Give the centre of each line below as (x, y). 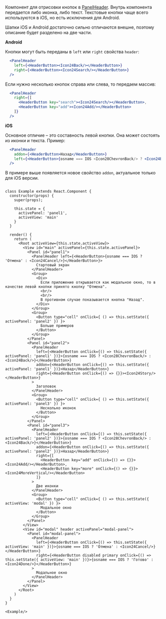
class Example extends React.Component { (48, 192)
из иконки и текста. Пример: (35, 140)
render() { (21, 235)
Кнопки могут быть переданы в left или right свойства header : (72, 52)
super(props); (28, 200)
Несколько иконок (58, 408)
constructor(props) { (32, 196)
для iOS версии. (22, 178)
